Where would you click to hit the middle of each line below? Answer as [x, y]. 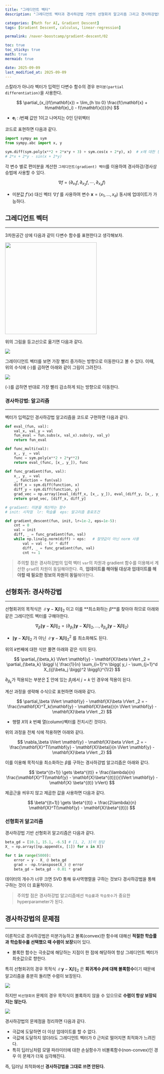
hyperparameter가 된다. [41, 902]
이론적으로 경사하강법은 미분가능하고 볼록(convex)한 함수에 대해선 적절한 [74, 936]
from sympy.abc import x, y [34, 143]
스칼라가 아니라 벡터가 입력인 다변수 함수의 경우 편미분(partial [64, 87]
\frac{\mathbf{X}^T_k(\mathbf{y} [41, 706]
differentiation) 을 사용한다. [34, 93]
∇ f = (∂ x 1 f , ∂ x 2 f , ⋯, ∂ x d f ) [82, 183]
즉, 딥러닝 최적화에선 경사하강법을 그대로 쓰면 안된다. [55, 1067]
